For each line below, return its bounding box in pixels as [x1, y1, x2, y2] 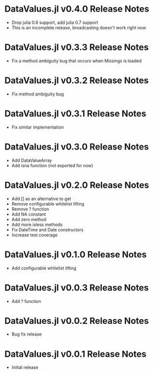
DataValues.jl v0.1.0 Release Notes [4, 249, 147, 260]
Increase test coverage [11, 232, 58, 238]
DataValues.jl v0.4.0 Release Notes [4, 3, 150, 15]
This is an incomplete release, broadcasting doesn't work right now [11, 24, 146, 30]
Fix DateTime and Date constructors [11, 226, 84, 232]
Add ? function [11, 298, 41, 304]
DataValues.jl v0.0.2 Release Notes [4, 315, 149, 326]
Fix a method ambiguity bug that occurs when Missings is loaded [11, 57, 142, 64]
